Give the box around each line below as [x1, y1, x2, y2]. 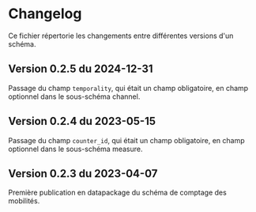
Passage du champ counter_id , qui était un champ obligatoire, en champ [8, 135, 245, 145]
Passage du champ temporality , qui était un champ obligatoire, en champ [8, 83, 249, 93]
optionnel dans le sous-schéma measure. [8, 144, 143, 153]
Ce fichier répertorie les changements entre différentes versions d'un [8, 31, 234, 40]
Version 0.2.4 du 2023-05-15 [8, 115, 156, 128]
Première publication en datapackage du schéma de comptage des [8, 187, 227, 198]
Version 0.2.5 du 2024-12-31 [8, 62, 153, 76]
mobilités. [8, 196, 40, 206]
